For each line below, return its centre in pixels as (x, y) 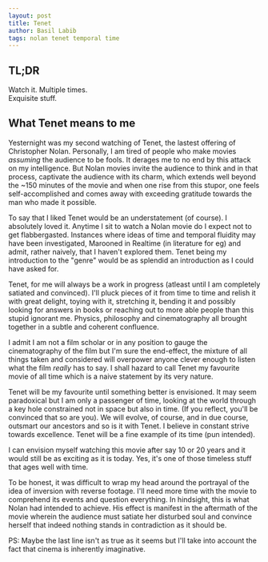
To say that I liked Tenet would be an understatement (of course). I (118, 218)
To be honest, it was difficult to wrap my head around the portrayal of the (129, 482)
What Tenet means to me (72, 124)
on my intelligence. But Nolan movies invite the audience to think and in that (133, 168)
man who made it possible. (53, 202)
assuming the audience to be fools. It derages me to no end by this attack (130, 159)
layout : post (30, 16)
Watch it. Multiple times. (48, 90)
